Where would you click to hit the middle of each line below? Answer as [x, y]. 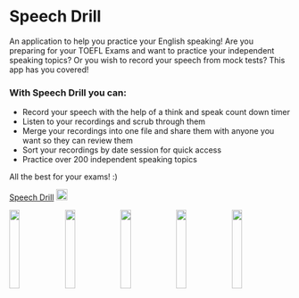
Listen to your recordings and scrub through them [114, 121]
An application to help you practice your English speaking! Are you [132, 41]
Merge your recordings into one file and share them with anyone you [148, 131]
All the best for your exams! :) [63, 177]
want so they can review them [78, 141]
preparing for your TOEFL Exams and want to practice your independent [142, 50]
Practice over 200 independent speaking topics [110, 160]
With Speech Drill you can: [68, 93]
